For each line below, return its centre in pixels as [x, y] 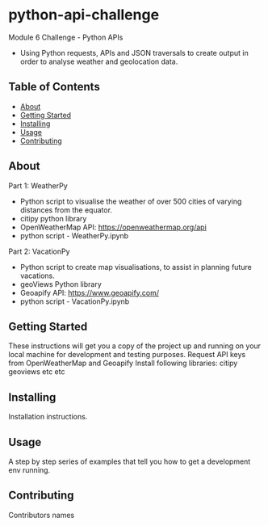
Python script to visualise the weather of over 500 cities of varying [131, 201]
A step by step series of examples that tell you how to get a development [130, 461]
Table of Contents [54, 87]
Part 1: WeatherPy [38, 185]
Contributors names [42, 515]
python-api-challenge [84, 15]
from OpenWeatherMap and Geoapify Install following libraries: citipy [123, 363]
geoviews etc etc [37, 372]
